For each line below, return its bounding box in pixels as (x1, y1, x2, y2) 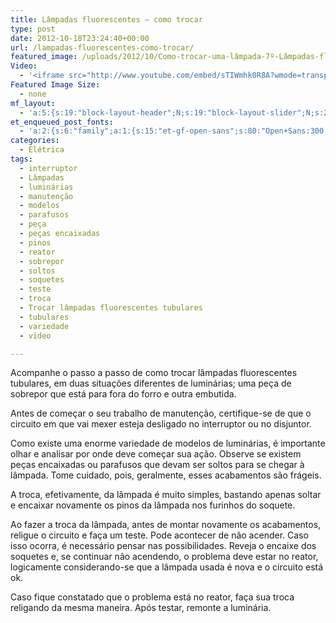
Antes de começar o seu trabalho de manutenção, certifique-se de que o (10, 407, 312, 420)
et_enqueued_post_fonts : (10, 117, 114, 127)
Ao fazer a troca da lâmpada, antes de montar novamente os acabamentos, (10, 519, 322, 531)
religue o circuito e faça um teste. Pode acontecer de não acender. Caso (10, 529, 309, 541)
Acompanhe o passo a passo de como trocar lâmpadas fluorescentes (10, 367, 298, 379)
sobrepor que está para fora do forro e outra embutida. (10, 388, 237, 400)
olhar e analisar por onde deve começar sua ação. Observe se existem (10, 448, 302, 460)
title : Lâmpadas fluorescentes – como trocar (10, 14, 203, 25)
